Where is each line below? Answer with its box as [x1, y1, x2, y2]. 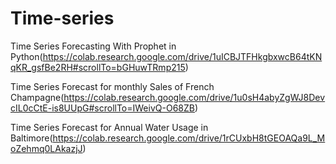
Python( [10, 50, 43, 62]
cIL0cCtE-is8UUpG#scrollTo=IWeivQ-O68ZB [10, 102, 195, 114]
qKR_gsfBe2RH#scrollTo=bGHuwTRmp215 [10, 61, 186, 73]
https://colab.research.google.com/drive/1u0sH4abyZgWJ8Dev [63, 91, 326, 103]
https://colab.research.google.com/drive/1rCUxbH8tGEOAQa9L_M [52, 132, 326, 144]
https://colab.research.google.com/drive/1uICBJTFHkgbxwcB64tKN [42, 50, 323, 62]
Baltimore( [10, 132, 53, 144]
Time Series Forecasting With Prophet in [10, 40, 177, 52]
